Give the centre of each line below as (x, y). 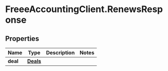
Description (60, 53)
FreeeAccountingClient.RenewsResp (84, 9)
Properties (22, 39)
